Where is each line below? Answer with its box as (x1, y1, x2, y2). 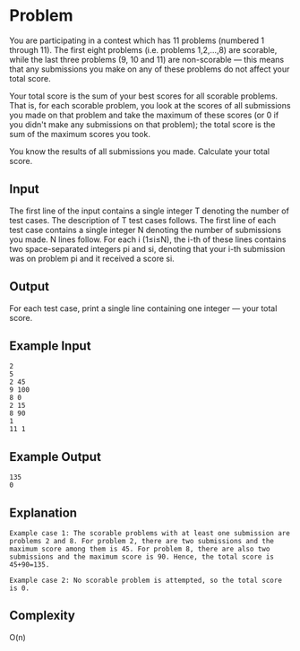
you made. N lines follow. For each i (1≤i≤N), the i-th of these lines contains (9, 234, 287, 245)
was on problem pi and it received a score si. (9, 253, 175, 264)
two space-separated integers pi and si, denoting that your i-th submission (9, 243, 286, 254)
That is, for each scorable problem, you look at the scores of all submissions (9, 100, 291, 110)
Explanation (9, 505, 78, 520)
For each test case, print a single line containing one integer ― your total (9, 302, 278, 314)
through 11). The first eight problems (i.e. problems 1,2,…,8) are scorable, (9, 44, 278, 55)
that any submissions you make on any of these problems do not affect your (9, 64, 290, 74)
